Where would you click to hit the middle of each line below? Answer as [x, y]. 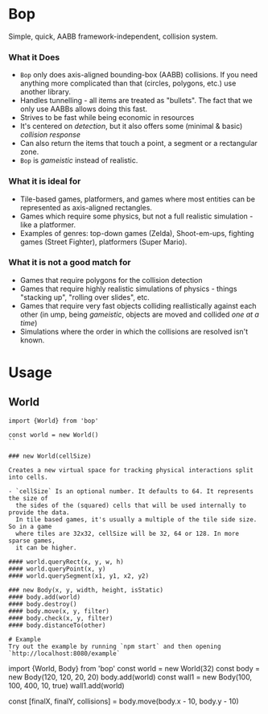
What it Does [34, 57]
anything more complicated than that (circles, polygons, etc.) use [128, 83]
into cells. [28, 477]
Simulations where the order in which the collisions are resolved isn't [134, 331]
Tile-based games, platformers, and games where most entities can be [138, 199]
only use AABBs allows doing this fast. [83, 109]
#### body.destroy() [43, 604]
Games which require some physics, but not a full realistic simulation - [136, 216]
